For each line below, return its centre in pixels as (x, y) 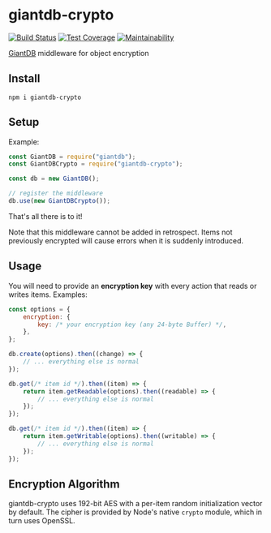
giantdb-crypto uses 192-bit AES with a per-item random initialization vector (135, 504)
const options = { (39, 309)
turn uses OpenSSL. (42, 521)
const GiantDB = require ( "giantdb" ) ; (72, 157)
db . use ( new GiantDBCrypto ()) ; (60, 201)
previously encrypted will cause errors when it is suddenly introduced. (126, 240)
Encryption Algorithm (64, 484)
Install (24, 79)
